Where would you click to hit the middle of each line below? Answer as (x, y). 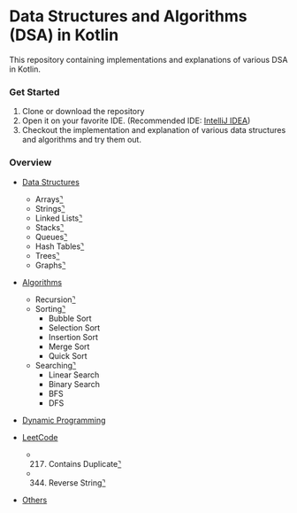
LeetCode (40, 437)
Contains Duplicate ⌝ (85, 463)
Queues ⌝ (51, 237)
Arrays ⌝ (49, 199)
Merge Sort (69, 346)
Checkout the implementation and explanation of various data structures (154, 130)
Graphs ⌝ (50, 265)
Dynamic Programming (64, 420)
